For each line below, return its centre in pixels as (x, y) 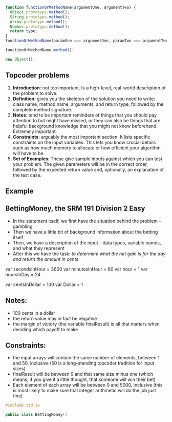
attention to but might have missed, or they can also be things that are (87, 120)
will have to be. (29, 153)
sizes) (19, 369)
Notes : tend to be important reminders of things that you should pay (85, 115)
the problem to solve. (35, 93)
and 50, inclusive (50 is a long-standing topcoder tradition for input (83, 363)
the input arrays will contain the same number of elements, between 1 (86, 358)
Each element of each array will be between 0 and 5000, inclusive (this (88, 385)
